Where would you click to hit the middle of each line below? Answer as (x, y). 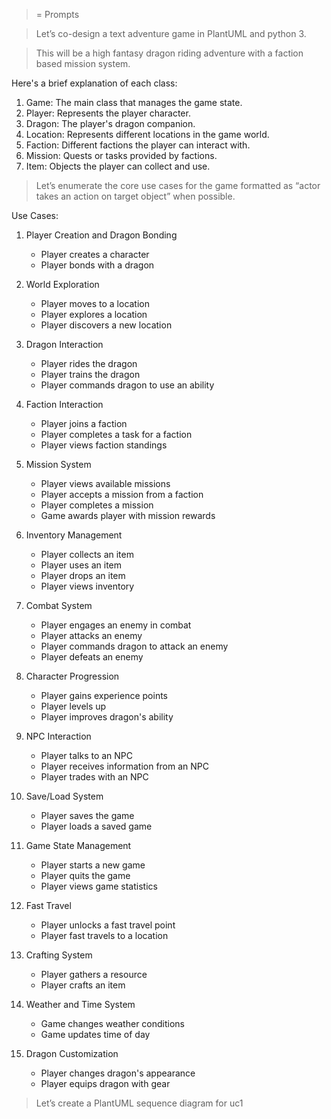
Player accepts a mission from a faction (122, 494)
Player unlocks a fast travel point (108, 925)
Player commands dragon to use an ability (127, 385)
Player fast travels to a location (104, 935)
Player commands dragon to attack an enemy (134, 646)
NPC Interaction (58, 736)
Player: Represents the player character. (108, 113)
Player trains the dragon (90, 374)
